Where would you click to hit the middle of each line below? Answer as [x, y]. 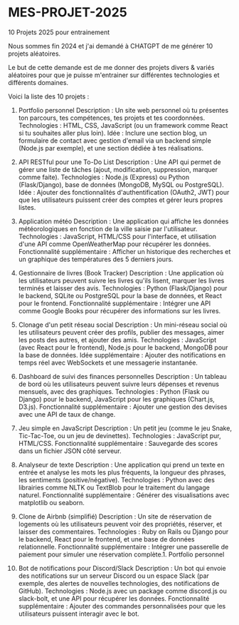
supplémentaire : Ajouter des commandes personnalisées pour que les [122, 606]
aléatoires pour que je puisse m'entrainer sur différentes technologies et [114, 75]
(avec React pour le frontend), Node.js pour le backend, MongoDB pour [123, 347]
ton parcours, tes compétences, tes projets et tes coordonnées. [112, 118]
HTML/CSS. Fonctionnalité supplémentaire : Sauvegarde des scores [118, 443]
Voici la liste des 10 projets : [49, 96]
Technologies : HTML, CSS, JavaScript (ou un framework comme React [123, 125]
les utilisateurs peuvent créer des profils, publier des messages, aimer [121, 332]
